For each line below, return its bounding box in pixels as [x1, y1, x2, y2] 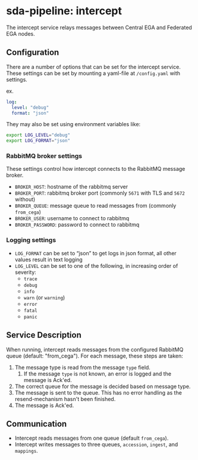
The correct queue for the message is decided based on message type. [14, 383, 191, 390]
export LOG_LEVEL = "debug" [6, 132, 70, 138]
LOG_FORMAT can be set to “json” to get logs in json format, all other [14, 249, 177, 256]
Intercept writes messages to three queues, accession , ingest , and [14, 441, 178, 448]
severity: [14, 268, 37, 276]
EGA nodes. [6, 30, 35, 37]
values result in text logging [14, 256, 83, 263]
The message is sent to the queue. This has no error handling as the [14, 389, 183, 396]
